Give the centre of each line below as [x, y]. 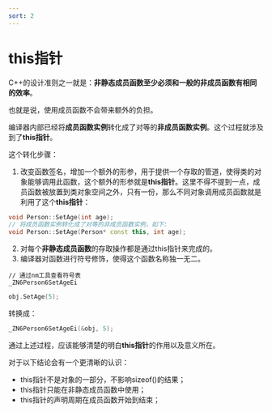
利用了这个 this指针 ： [55, 202]
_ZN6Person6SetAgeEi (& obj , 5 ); [61, 329]
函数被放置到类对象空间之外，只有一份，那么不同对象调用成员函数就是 [144, 192]
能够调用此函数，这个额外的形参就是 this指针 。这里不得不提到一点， [140, 181]
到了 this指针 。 [33, 137]
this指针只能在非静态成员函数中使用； [83, 389]
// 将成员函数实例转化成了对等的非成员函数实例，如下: [88, 225]
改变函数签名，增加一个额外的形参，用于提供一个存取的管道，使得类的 [137, 172]
